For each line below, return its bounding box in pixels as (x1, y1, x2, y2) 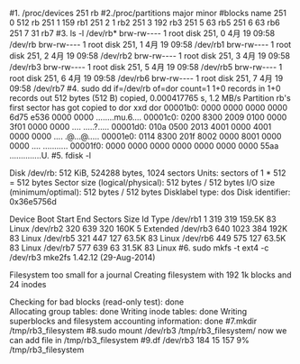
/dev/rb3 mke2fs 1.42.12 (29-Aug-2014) (9, 252, 156, 262)
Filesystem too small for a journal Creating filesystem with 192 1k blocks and (9, 269, 292, 280)
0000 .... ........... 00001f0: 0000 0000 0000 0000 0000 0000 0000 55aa (9, 141, 279, 151)
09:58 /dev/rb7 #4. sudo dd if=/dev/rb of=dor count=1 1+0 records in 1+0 (9, 83, 281, 94)
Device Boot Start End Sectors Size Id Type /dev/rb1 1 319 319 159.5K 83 (9, 214, 277, 224)
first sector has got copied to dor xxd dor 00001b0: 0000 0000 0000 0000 (9, 103, 288, 113)
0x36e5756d (9, 196, 57, 206)
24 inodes (9, 279, 47, 289)
